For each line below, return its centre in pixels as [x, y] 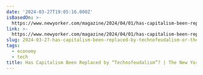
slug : [13, 40]
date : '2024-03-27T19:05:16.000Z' [50, 12]
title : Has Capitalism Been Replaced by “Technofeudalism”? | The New [97, 62]
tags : [13, 46]
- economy [24, 51]
